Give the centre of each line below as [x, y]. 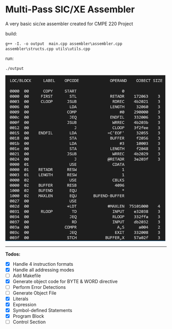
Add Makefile [27, 276]
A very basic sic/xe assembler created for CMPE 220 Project [69, 24]
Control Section [29, 322]
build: [11, 33]
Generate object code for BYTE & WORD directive [65, 281]
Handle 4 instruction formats [43, 264]
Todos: [13, 254]
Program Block [28, 316]
